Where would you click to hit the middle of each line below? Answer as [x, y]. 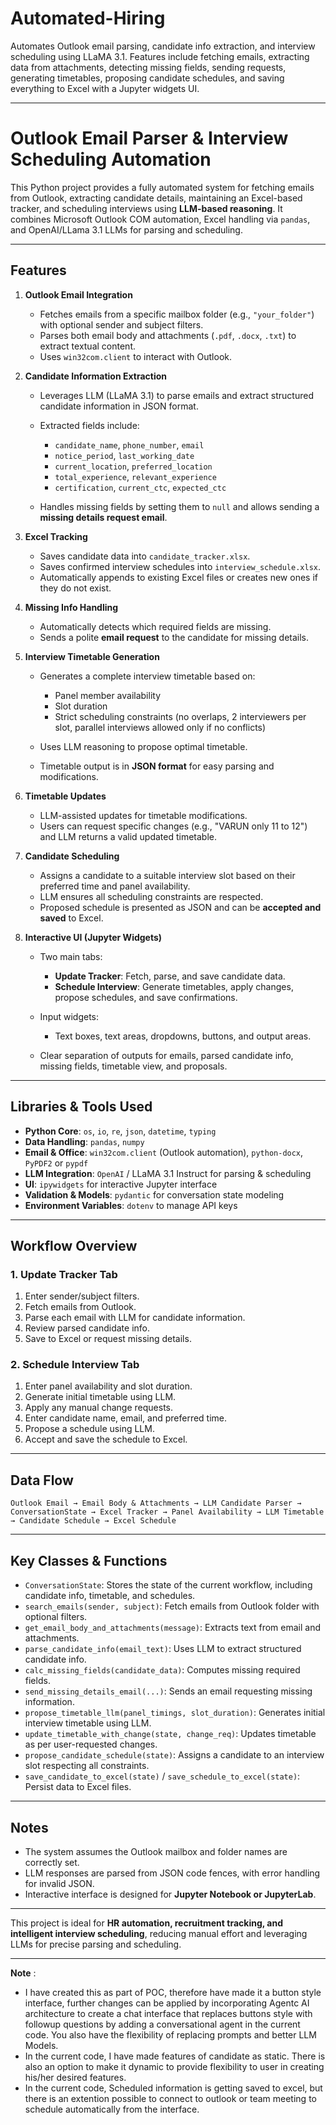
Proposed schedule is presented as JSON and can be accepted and [180, 907]
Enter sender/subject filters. [82, 1296]
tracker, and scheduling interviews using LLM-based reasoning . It [146, 208]
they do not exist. [75, 588]
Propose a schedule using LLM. [89, 1429]
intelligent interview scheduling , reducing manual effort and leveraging [159, 1933]
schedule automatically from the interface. [112, 2109]
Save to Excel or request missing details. [108, 1339]
